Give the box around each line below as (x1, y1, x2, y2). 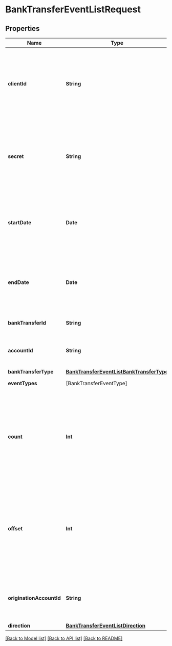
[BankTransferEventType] (66, 380, 127, 387)
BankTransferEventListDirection (66, 622, 146, 629)
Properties (5, 24, 40, 33)
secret (8, 153, 24, 160)
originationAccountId (8, 595, 61, 601)
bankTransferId (8, 319, 47, 326)
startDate (8, 219, 32, 226)
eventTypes (8, 380, 37, 387)
